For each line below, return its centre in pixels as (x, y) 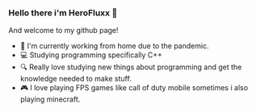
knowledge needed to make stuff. (76, 79)
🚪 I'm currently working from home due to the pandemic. (114, 46)
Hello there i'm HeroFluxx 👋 (63, 13)
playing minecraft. (50, 99)
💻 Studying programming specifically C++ (91, 55)
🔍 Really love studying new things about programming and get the (131, 67)
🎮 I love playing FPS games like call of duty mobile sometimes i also (134, 88)
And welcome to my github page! (63, 31)
